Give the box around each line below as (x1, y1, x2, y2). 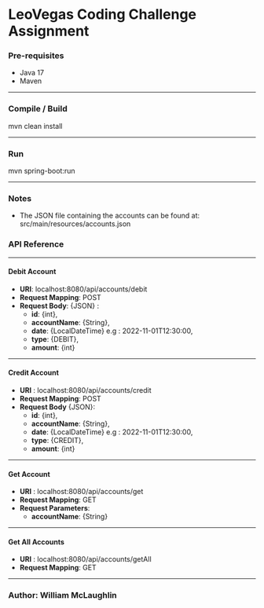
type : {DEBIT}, (31, 334, 79, 343)
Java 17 (19, 68, 45, 78)
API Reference (8, 239, 64, 250)
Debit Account (8, 267, 57, 277)
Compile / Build (8, 104, 68, 115)
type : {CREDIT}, (31, 436, 84, 445)
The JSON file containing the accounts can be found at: (19, 211, 200, 221)
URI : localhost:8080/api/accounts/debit (19, 284, 148, 294)
